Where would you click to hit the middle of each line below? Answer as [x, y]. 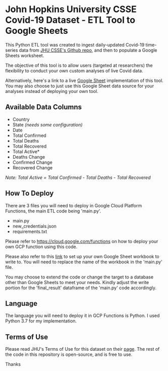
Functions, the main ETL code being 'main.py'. [53, 211]
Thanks [13, 364]
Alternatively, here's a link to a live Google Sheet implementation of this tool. [85, 80]
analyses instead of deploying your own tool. [52, 91]
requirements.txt [30, 231]
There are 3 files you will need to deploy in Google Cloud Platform [74, 205]
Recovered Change [33, 167]
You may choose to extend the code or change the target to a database [79, 277]
